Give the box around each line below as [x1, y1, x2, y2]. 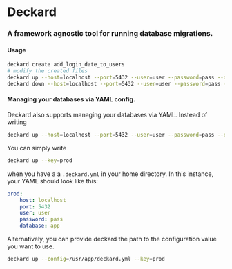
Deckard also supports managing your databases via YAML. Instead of [7, 111, 208, 119]
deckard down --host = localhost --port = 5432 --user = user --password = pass [7, 80, 221, 87]
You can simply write [7, 143, 67, 152]
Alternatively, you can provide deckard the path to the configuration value [7, 235, 217, 243]
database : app [19, 222, 60, 230]
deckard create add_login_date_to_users [7, 61, 126, 68]
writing [7, 118, 28, 126]
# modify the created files [7, 68, 88, 74]
